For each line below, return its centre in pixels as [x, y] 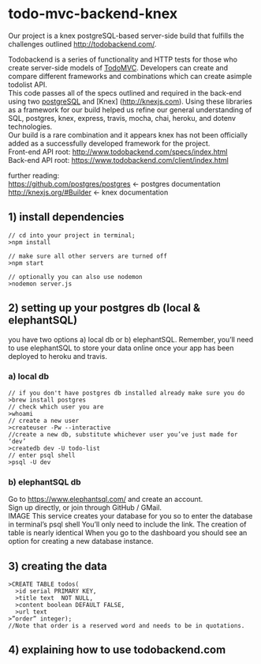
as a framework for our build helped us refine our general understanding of [130, 109]
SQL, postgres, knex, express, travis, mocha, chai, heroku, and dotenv [122, 118]
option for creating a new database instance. [81, 541]
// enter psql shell [42, 455]
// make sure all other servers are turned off [88, 256]
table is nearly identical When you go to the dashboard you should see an [128, 533]
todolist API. [28, 85]
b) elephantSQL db [45, 481]
